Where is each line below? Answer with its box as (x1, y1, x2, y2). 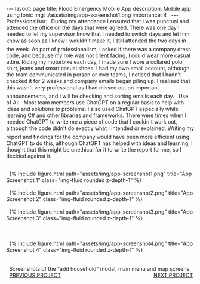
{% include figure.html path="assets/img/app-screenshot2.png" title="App (8, 189, 193, 196)
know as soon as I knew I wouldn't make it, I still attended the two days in (6, 37, 186, 44)
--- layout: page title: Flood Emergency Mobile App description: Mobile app (6, 5, 191, 12)
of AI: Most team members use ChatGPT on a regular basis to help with (6, 99, 184, 106)
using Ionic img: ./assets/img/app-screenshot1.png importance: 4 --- (6, 11, 179, 18)
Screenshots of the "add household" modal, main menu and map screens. (8, 266, 191, 272)
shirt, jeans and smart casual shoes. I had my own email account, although (6, 65, 190, 72)
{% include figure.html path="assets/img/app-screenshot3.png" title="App (8, 208, 193, 215)
